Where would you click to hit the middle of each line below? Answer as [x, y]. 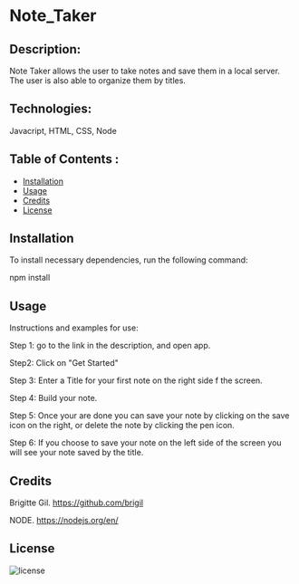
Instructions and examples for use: [74, 328]
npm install [30, 278]
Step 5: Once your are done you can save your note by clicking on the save [149, 416]
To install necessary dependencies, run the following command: [129, 260]
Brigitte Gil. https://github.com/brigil [76, 503]
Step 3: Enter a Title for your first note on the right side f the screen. [136, 380]
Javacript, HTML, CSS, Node [63, 130]
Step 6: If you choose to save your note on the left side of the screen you [146, 443]
